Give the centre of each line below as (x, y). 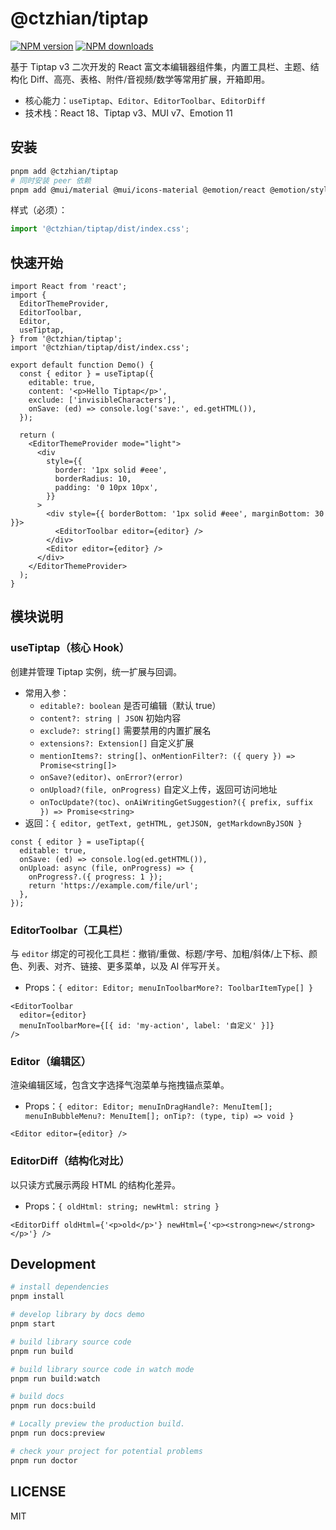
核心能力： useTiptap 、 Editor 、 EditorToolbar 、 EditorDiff (145, 100)
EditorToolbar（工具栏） (69, 930)
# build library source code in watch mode (102, 1369)
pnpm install (37, 1297)
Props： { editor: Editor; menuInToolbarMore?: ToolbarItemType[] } (169, 988)
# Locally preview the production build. (98, 1424)
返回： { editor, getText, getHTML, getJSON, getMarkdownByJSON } (163, 823)
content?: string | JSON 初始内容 (110, 718)
